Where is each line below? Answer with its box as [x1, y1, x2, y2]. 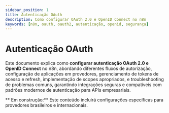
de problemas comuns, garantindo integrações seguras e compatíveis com [5, 82, 162, 88]
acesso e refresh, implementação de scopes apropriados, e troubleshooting [5, 77, 164, 83]
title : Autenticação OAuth [5, 12, 62, 17]
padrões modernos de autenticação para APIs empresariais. [5, 87, 131, 93]
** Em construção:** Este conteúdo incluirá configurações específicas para [5, 97, 164, 103]
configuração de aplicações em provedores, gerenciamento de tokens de [5, 71, 159, 77]
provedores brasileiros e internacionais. [5, 102, 88, 108]
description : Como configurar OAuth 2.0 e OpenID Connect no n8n [5, 17, 146, 22]
